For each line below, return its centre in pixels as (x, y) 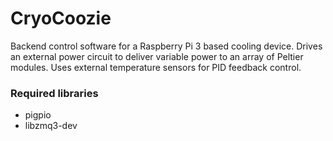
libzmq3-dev (51, 126)
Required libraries (54, 93)
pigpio (38, 115)
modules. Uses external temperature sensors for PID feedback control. (156, 67)
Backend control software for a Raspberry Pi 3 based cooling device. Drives (166, 46)
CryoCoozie (61, 18)
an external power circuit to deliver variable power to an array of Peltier (157, 56)
